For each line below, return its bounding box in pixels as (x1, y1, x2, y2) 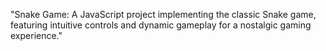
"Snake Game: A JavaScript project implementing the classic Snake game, (10, 9, 317, 20)
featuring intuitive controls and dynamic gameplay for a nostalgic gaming (10, 19, 312, 31)
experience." (10, 30, 63, 41)
